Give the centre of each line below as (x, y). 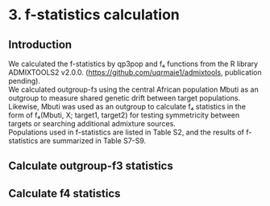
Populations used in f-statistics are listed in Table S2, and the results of (126, 132)
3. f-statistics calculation (94, 15)
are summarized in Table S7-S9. (93, 141)
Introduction (40, 45)
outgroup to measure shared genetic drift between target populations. (125, 98)
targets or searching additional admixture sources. (92, 124)
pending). (24, 81)
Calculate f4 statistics (64, 194)
